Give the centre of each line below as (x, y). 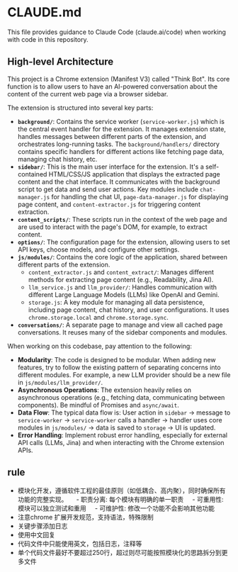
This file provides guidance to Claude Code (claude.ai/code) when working (117, 32)
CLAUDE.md (45, 12)
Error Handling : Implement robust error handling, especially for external (123, 435)
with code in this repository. (48, 39)
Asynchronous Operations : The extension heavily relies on (104, 390)
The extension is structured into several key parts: (80, 108)
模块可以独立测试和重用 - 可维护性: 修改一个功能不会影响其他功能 (116, 508)
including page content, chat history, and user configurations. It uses (129, 310)
